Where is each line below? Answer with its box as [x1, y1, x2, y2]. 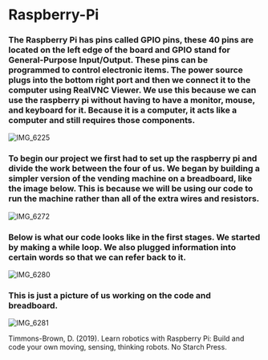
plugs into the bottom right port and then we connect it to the [8, 75, 251, 86]
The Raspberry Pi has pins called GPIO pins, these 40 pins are [8, 35, 254, 46]
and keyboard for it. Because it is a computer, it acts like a [8, 104, 238, 116]
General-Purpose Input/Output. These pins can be [8, 55, 209, 66]
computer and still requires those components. [8, 115, 195, 126]
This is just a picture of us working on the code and [8, 290, 211, 301]
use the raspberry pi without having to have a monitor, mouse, [8, 95, 255, 106]
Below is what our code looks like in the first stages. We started [8, 231, 261, 243]
